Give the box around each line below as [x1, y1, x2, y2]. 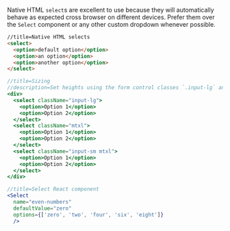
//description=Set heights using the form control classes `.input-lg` [7, 84, 216, 91]
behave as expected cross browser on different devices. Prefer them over [7, 13, 216, 21]
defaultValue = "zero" [13, 205, 72, 212]
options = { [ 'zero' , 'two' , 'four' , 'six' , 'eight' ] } [13, 211, 164, 218]
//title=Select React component [7, 186, 99, 193]
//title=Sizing [7, 78, 51, 85]
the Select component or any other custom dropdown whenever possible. [7, 21, 216, 28]
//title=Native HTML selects [7, 34, 90, 40]
